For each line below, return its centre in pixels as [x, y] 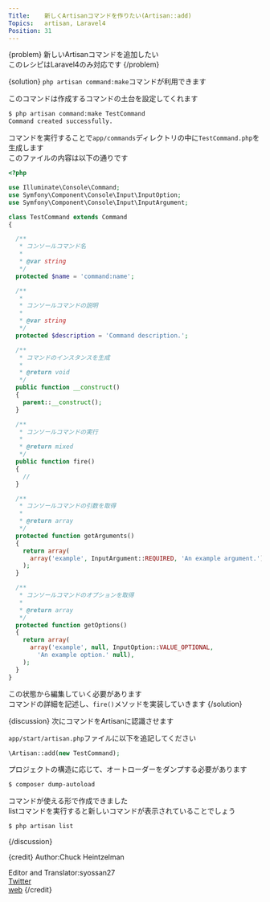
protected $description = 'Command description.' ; [102, 335]
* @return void [44, 373]
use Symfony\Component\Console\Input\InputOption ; [95, 195]
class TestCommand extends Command [68, 217]
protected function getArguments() [75, 536]
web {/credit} [30, 890]
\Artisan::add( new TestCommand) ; [64, 753]
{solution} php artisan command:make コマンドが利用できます [107, 82]
